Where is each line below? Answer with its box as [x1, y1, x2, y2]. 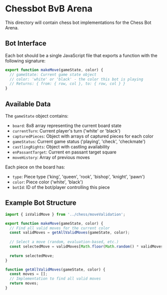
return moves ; [9, 281, 39, 286]
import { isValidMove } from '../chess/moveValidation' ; [5, 212, 126, 217]
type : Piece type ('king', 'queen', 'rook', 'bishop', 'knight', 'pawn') [12, 173, 145, 179]
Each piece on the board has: [5, 164, 66, 170]
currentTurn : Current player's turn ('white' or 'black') [12, 128, 121, 134]
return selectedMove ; [9, 253, 55, 258]
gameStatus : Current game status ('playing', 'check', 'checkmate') [12, 138, 146, 145]
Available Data [5, 100, 51, 108]
